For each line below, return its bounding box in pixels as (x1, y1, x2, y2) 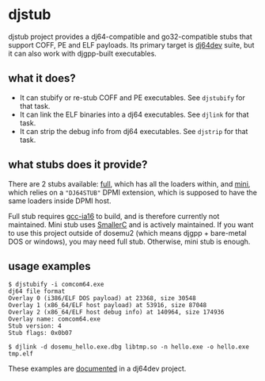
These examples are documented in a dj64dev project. (8, 364, 187, 374)
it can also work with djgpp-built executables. (8, 48, 157, 58)
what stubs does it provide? (8, 158, 148, 171)
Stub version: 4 (8, 322, 62, 330)
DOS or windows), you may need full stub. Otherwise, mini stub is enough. (8, 237, 251, 246)
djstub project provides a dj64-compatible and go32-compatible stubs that (8, 32, 252, 41)
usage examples (8, 260, 91, 273)
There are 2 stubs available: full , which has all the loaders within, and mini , (8, 179, 251, 188)
